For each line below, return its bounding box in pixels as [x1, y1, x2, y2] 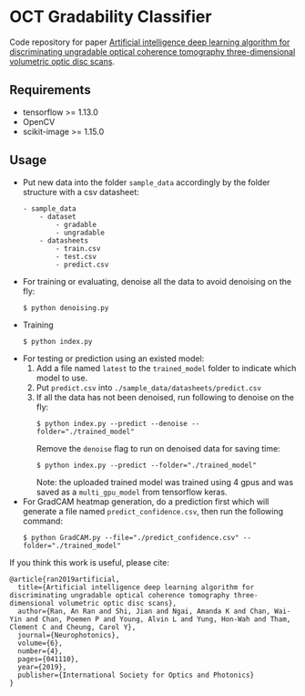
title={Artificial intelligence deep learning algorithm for [17, 582, 255, 592]
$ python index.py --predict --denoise [36, 419, 188, 428]
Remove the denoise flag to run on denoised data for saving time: [36, 442, 280, 453]
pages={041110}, [17, 654, 79, 663]
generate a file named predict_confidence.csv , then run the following [22, 505, 284, 516]
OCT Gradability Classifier [9, 6, 212, 27]
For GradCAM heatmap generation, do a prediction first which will [22, 495, 269, 507]
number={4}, [17, 646, 64, 656]
